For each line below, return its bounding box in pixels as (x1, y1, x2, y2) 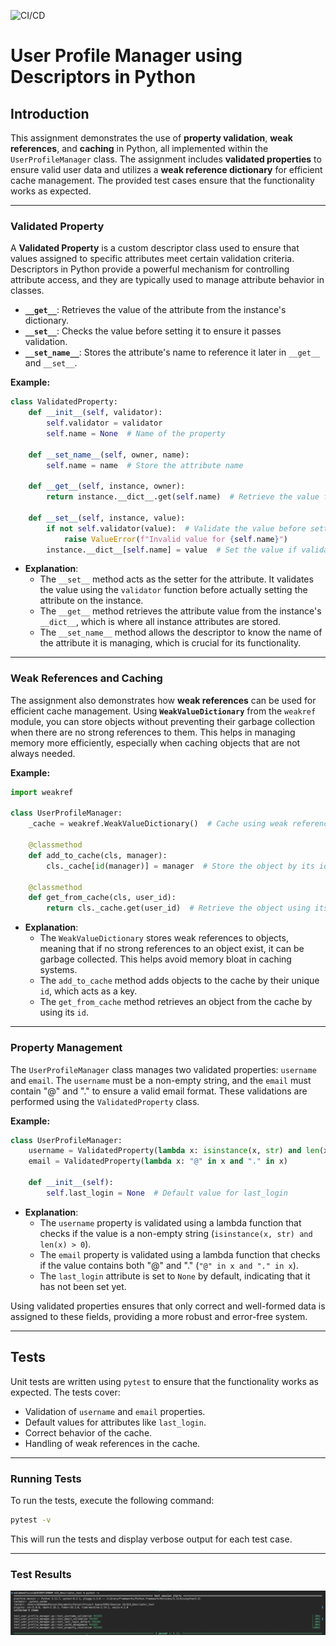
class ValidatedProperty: (10, 397, 118, 407)
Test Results (10, 1567, 72, 1581)
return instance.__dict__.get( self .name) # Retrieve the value (46, 492, 320, 502)
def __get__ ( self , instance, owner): (28, 481, 186, 492)
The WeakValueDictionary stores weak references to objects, (39, 932, 289, 944)
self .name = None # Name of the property (46, 428, 226, 439)
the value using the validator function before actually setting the (39, 584, 308, 596)
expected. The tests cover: (10, 1386, 121, 1398)
